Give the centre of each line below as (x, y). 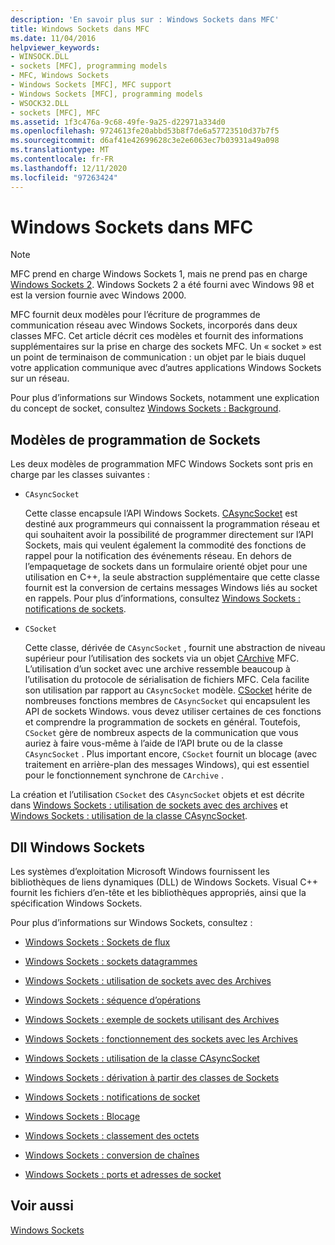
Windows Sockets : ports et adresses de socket (123, 1175)
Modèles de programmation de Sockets (135, 439)
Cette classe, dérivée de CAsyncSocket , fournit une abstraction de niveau (175, 648)
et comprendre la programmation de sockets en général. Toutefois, (162, 722)
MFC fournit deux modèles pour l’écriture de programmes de (135, 315)
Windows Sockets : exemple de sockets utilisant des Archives (152, 1020)
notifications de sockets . (75, 609)
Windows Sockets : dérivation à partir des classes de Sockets (152, 1078)
